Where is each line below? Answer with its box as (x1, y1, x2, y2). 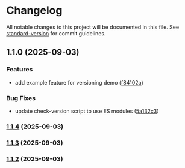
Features (6, 65, 33, 74)
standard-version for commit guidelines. (6, 29, 106, 37)
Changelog (6, 4, 63, 17)
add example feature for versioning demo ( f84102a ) (14, 79, 143, 86)
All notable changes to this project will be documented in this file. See (6, 23, 180, 31)
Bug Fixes (6, 94, 36, 102)
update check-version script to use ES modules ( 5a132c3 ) (14, 107, 159, 115)
